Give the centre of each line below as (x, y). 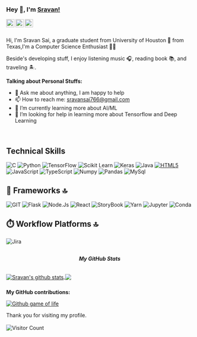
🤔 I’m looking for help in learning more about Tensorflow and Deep (96, 114)
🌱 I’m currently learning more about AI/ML (66, 108)
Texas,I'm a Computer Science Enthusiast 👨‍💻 (61, 46)
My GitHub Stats (100, 259)
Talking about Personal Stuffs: (44, 81)
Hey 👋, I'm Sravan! (33, 10)
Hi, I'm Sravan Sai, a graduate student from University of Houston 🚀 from (95, 40)
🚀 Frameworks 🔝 (37, 190)
